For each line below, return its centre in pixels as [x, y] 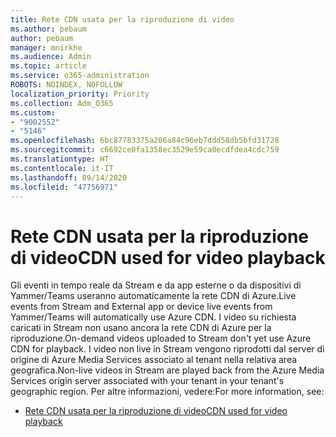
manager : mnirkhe [46, 47]
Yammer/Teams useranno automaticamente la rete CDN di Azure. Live [153, 296]
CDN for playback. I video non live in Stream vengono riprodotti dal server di [167, 349]
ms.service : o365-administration [80, 76]
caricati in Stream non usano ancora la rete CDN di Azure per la [141, 328]
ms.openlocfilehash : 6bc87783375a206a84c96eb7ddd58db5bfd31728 [145, 141]
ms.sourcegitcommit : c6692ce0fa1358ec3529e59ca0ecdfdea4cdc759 [145, 150]
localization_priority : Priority [80, 94]
